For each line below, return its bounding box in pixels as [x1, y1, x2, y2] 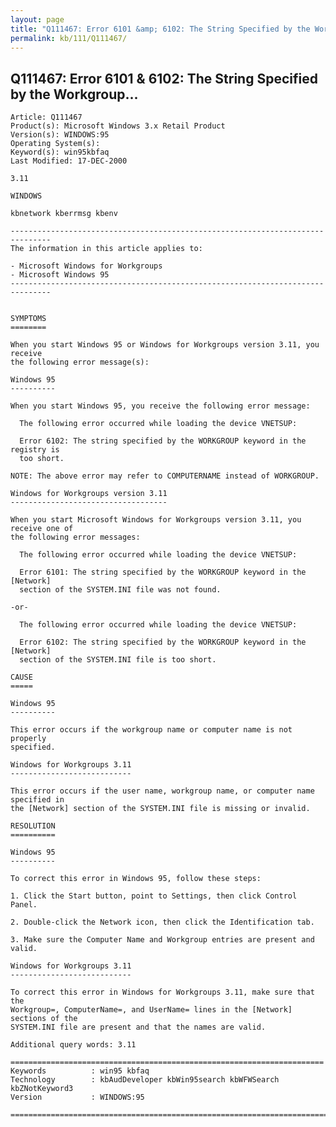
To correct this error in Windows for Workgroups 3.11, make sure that [10, 987, 315, 998]
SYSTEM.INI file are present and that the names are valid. [10, 1022, 267, 1033]
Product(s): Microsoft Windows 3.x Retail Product [10, 121, 226, 131]
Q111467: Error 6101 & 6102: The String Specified [10, 70, 318, 87]
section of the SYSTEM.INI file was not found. [19, 585, 222, 595]
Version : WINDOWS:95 [10, 1092, 145, 1103]
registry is [10, 445, 60, 455]
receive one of [10, 524, 74, 534]
